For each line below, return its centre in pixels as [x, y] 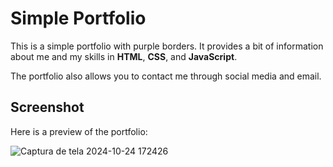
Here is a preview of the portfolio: [79, 131]
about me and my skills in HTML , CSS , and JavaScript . [124, 56]
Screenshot [47, 107]
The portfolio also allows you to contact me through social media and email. [166, 76]
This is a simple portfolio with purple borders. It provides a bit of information [167, 46]
